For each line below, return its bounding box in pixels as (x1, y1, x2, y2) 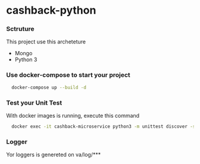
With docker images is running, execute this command (6, 112, 140, 119)
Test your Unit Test (6, 99, 62, 107)
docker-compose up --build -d (11, 84, 86, 90)
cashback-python (6, 4, 96, 17)
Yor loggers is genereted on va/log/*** (6, 151, 101, 158)
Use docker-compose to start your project (6, 71, 131, 79)
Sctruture (6, 25, 35, 33)
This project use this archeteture (6, 38, 86, 45)
